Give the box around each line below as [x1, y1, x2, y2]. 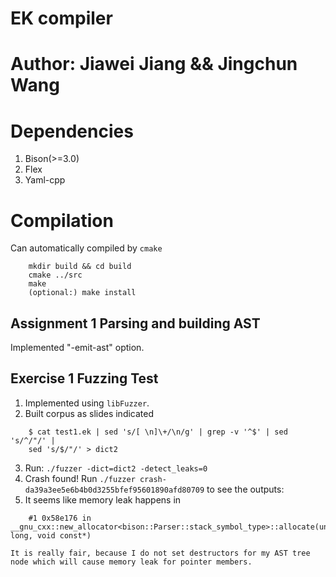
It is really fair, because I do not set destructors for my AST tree [10, 548, 311, 558]
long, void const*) [10, 530, 92, 541]
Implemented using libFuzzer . [24, 397, 150, 409]
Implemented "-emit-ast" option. [10, 342, 145, 354]
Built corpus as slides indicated [24, 407, 155, 419]
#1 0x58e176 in [28, 513, 92, 523]
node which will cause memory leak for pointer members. [10, 557, 253, 567]
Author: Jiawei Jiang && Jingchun [10, 53, 298, 76]
